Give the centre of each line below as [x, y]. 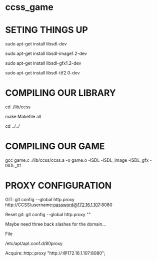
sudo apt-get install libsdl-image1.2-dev [46, 53]
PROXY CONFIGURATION [58, 186]
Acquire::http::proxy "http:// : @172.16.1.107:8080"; [55, 253]
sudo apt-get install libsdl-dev [36, 44]
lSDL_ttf [13, 165]
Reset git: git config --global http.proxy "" [48, 214]
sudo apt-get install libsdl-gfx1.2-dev [43, 63]
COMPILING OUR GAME [55, 146]
